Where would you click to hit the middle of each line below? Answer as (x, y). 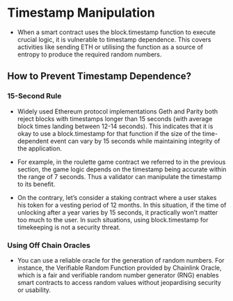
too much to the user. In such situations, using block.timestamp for (113, 219)
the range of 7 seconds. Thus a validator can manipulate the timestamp (119, 176)
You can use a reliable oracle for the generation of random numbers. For (121, 260)
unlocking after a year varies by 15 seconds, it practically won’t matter (118, 212)
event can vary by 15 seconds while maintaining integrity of (135, 141)
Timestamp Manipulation (81, 13)
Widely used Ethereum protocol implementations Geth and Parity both (118, 111)
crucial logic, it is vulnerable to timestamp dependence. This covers (114, 39)
